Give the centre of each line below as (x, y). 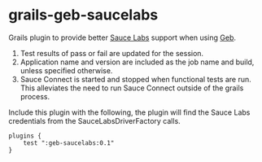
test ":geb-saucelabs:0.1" (69, 143)
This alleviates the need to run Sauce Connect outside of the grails (132, 88)
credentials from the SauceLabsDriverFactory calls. (94, 120)
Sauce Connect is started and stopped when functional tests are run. (136, 79)
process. (35, 96)
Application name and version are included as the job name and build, (137, 62)
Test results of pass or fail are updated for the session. (112, 53)
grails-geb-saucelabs (83, 15)
